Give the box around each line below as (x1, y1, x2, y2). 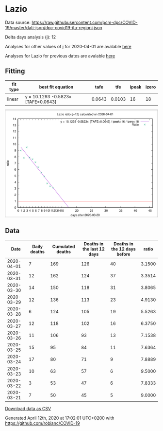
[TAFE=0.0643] (25, 99, 57, 105)
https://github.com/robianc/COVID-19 (5, 420, 80, 426)
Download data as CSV (5, 405, 51, 412)
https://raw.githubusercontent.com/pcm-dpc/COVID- (31, 19, 138, 25)
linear (7, 96, 18, 102)
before (116, 251, 130, 257)
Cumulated (52, 243, 75, 249)
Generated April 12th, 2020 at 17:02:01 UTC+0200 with (5, 415, 115, 421)
